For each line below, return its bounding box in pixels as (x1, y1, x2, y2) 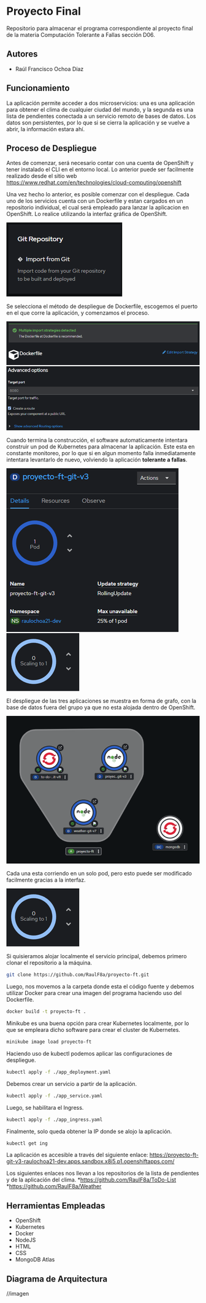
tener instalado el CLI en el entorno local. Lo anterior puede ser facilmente (6, 166, 194, 173)
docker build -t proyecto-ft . (6, 1009, 86, 1015)
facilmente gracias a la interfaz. (6, 876, 86, 884)
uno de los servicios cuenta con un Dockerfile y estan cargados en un (6, 198, 183, 205)
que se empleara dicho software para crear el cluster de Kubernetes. (6, 1026, 181, 1033)
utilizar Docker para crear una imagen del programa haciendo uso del (6, 990, 182, 997)
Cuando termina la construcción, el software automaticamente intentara (6, 436, 188, 444)
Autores (6, 49, 38, 60)
